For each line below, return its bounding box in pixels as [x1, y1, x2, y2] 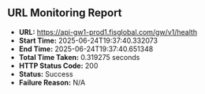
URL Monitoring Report [7, 6, 123, 20]
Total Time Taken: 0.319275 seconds [18, 52, 140, 62]
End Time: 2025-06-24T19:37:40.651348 [18, 43, 154, 54]
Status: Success [18, 69, 73, 78]
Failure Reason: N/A [18, 77, 86, 87]
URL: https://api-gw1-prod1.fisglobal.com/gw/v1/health [18, 27, 198, 36]
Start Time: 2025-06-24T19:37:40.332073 [18, 36, 158, 45]
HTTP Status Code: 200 [18, 61, 99, 70]
